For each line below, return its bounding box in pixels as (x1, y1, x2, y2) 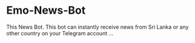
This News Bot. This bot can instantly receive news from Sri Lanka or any (6, 23, 189, 30)
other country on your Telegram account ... (6, 29, 114, 36)
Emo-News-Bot (6, 4, 86, 17)
